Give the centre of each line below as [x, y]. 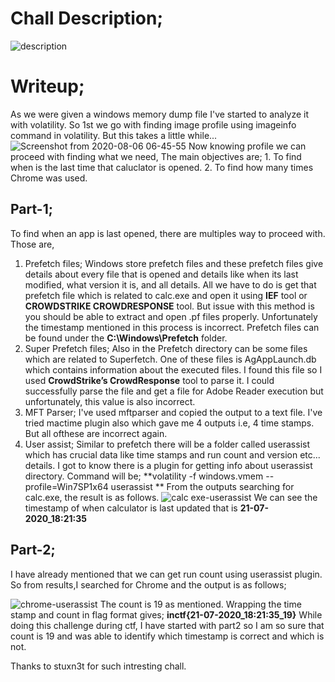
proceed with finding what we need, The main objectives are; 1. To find [156, 156]
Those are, [32, 244]
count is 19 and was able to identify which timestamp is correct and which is [167, 636]
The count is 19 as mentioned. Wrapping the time [200, 604]
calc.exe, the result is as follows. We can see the [171, 497]
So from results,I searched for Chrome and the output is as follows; [148, 584]
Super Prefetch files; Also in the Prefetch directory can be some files [166, 348]
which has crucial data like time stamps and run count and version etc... [172, 454]
